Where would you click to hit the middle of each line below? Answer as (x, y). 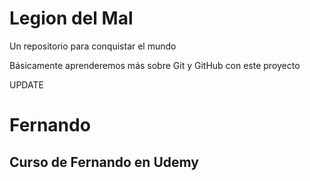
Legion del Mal (71, 18)
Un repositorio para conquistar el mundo (93, 46)
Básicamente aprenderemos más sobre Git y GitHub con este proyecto (155, 65)
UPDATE (26, 84)
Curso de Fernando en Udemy (104, 162)
